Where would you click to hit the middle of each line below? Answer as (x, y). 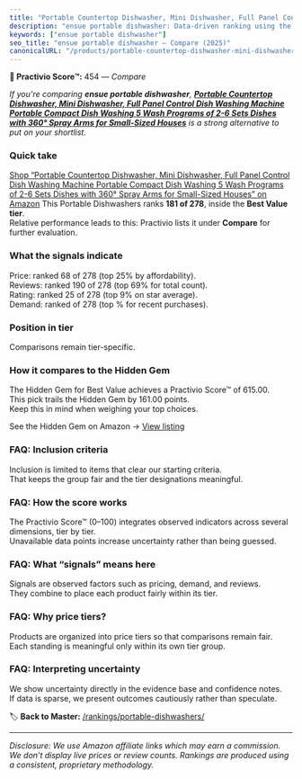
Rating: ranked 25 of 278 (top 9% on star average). (104, 294)
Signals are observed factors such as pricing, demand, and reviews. (135, 584)
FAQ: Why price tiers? (58, 617)
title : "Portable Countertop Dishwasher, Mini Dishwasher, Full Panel (144, 18)
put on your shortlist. (48, 132)
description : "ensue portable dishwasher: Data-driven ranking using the (151, 26)
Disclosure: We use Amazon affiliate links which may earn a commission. (145, 745)
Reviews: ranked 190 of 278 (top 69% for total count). (109, 285)
